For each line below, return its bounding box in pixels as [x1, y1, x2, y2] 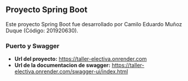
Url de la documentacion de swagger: [14, 62, 111, 69]
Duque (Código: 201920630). [5, 27, 79, 34]
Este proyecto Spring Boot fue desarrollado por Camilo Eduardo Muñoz [5, 20, 183, 27]
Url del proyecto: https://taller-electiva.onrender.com [14, 55, 147, 63]
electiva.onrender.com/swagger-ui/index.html [14, 68, 128, 75]
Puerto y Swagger [5, 42, 60, 50]
